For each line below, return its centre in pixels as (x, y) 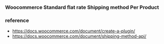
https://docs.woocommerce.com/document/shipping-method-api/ (79, 36)
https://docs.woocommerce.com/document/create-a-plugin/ (74, 31)
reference (17, 20)
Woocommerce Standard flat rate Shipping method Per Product (82, 7)
